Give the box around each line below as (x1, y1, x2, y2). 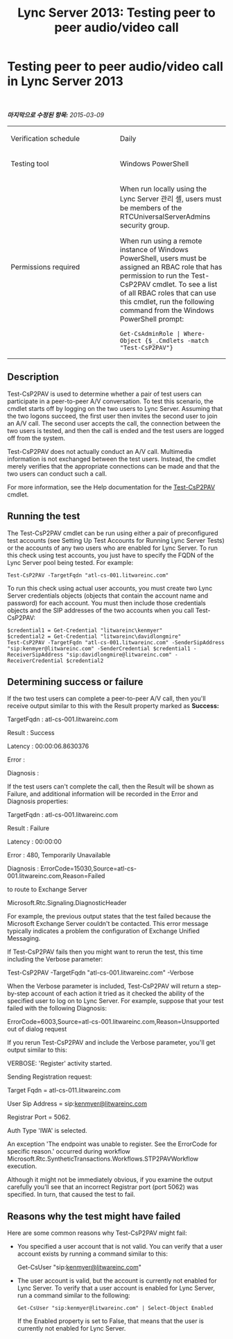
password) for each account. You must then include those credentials (7, 598, 206, 607)
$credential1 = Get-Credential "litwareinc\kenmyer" (7, 627, 163, 634)
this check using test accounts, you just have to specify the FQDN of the (7, 550, 214, 559)
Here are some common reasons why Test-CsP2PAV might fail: (7, 1229, 187, 1237)
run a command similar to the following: (17, 1291, 130, 1299)
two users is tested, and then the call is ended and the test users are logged (7, 426, 224, 435)
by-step (7, 989, 30, 997)
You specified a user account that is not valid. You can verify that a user (17, 1243, 223, 1251)
